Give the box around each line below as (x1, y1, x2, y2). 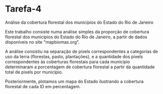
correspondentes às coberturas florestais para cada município (5, 59, 130, 64)
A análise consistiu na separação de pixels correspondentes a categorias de (5, 48, 158, 54)
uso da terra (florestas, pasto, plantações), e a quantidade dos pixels (5, 53, 143, 59)
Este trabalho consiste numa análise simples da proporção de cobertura (5, 29, 149, 34)
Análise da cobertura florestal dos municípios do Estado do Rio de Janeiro (5, 19, 154, 25)
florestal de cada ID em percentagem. (5, 83, 81, 89)
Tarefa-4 (5, 3, 42, 15)
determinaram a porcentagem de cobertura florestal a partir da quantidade (5, 64, 155, 70)
